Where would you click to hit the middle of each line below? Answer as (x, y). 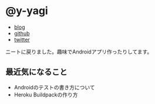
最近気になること (36, 72)
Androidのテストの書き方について (54, 87)
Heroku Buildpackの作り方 (46, 95)
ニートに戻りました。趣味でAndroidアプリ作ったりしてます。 (79, 52)
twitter (22, 39)
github (22, 33)
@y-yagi (27, 11)
